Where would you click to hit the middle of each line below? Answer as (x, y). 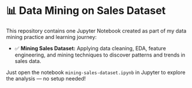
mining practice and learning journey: (52, 37)
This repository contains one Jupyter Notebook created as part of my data (96, 31)
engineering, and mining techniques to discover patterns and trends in (100, 55)
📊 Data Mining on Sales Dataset (86, 11)
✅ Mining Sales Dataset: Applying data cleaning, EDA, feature (90, 48)
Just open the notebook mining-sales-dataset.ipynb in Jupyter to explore (96, 72)
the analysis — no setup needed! (46, 78)
